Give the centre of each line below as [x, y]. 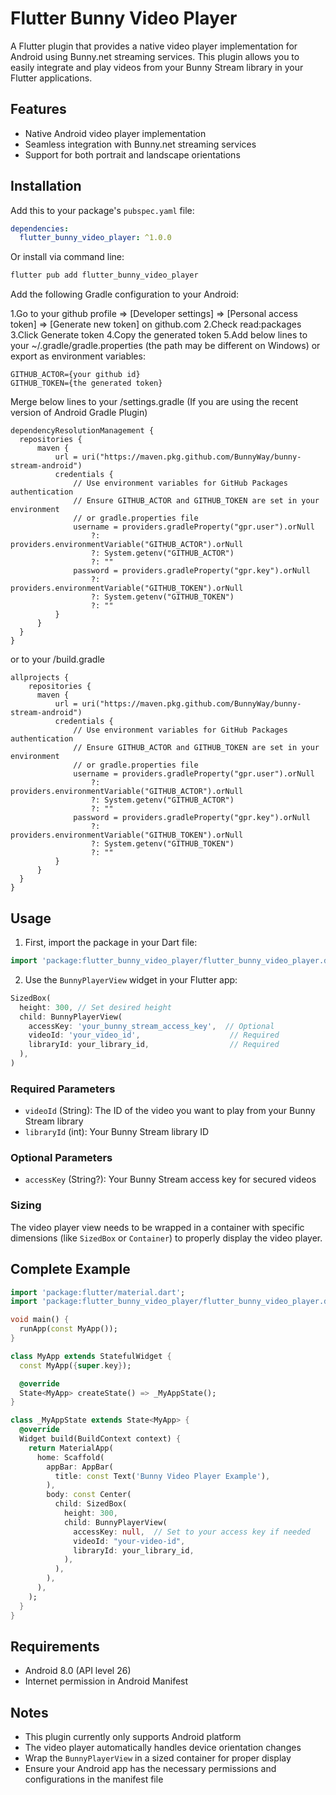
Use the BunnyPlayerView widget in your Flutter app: [131, 979]
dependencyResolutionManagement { [82, 431]
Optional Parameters [61, 1158]
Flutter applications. [51, 78]
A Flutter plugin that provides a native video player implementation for [154, 46]
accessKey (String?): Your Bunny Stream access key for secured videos [170, 1179]
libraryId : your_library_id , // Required [154, 1045]
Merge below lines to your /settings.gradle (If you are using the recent [154, 402]
